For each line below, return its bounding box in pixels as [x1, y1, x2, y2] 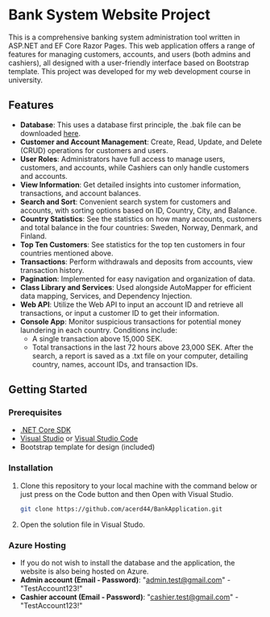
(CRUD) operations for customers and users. [19, 145, 168, 155]
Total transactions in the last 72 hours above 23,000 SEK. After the [31, 342, 254, 352]
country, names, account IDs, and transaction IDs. [31, 359, 199, 369]
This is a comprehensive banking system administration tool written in [8, 32, 240, 42]
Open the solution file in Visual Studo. [19, 520, 145, 529]
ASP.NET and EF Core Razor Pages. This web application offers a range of [8, 40, 255, 50]
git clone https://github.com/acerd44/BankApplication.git [19, 505, 223, 513]
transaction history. [19, 265, 85, 275]
